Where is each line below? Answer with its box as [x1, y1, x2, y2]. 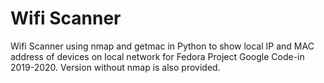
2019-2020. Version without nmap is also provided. [10, 61, 221, 73]
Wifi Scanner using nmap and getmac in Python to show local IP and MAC [10, 40, 315, 52]
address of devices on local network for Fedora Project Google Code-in [10, 50, 305, 62]
